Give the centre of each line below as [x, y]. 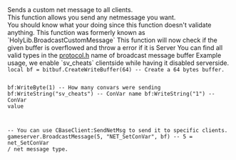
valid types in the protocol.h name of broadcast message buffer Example [114, 55]
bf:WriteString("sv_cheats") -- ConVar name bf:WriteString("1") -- [111, 94]
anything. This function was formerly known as [76, 32]
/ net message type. [38, 149]
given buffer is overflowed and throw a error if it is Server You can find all [115, 47]
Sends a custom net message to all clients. [70, 10]
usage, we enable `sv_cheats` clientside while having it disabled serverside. [118, 63]
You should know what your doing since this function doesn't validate [109, 25]
